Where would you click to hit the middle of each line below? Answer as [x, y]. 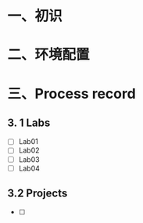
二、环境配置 [49, 55]
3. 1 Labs [29, 122]
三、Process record [71, 94]
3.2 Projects [38, 194]
